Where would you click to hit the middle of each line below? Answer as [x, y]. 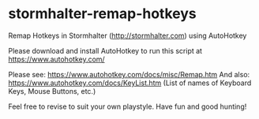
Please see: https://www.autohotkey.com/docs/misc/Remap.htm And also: [129, 74]
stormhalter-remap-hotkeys [103, 14]
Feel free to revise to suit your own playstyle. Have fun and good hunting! [128, 106]
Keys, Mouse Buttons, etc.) [52, 91]
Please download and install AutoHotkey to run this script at [105, 50]
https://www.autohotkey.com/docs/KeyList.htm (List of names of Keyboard [130, 83]
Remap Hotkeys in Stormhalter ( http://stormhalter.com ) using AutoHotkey [128, 35]
